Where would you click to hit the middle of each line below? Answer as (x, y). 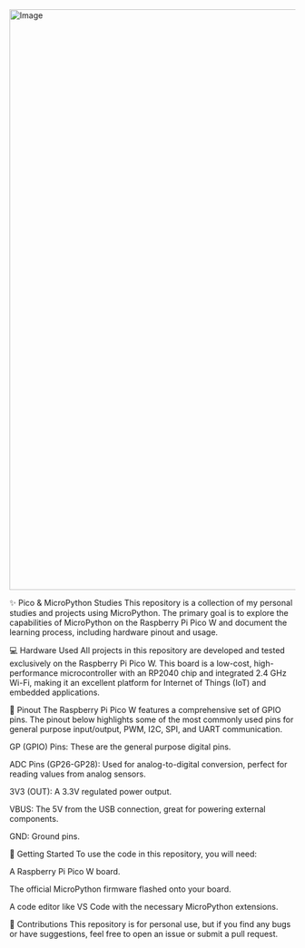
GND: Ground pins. (44, 836)
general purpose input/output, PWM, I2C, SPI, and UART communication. (146, 729)
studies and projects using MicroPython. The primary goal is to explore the (149, 613)
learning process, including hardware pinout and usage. (114, 632)
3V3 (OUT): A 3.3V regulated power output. (91, 792)
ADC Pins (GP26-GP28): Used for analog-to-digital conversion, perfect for (148, 764)
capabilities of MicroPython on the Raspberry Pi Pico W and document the (148, 622)
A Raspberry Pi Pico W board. (65, 871)
